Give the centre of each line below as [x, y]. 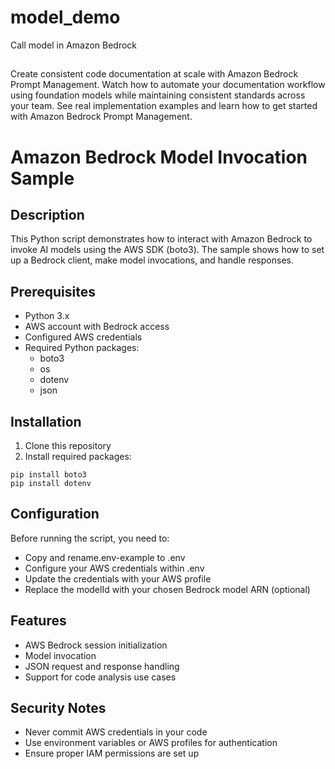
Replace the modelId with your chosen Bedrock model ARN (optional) [167, 589]
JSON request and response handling [102, 666]
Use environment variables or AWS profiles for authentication [151, 743]
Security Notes [58, 707]
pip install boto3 [48, 474]
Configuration [55, 514]
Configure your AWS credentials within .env [114, 568]
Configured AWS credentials [83, 337]
